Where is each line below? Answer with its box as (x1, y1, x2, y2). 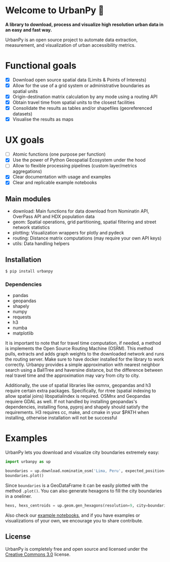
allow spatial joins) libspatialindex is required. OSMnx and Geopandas (5, 393, 150, 399)
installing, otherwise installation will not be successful (5, 415, 117, 421)
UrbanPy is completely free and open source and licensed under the (5, 546, 148, 552)
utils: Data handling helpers (12, 241, 70, 247)
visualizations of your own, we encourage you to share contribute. (5, 517, 143, 523)
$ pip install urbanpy (5, 269, 53, 274)
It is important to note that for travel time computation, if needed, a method (5, 340, 161, 346)
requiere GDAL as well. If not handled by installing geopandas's (5, 399, 138, 405)
